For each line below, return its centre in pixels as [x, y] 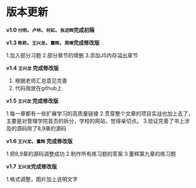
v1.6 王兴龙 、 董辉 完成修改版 [39, 141]
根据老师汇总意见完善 [41, 81]
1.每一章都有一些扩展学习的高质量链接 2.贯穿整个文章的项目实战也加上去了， [100, 113]
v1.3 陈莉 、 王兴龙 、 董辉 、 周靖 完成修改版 [53, 42]
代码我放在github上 [38, 88]
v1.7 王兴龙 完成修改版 [32, 166]
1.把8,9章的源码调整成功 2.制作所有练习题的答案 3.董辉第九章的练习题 [91, 153]
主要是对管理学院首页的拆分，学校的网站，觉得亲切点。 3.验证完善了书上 [95, 121]
